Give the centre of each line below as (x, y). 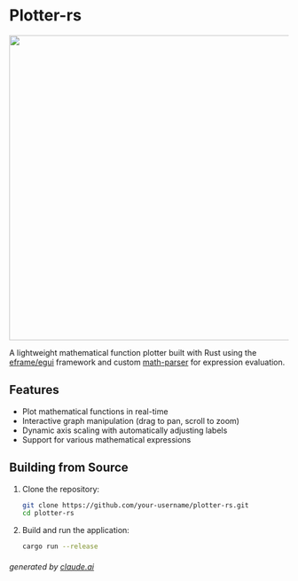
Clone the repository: (61, 489)
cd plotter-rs (48, 514)
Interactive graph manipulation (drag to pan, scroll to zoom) (130, 420)
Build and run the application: (76, 530)
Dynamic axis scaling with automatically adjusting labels (125, 430)
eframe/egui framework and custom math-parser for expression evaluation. (147, 362)
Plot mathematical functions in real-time (95, 411)
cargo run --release (60, 546)
